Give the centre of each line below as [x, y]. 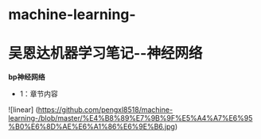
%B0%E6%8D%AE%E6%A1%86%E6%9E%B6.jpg [92, 127]
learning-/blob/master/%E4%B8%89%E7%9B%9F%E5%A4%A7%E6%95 [130, 118]
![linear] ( [23, 110]
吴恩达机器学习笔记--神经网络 [105, 54]
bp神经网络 [27, 77]
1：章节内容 [39, 94]
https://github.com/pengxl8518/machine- [105, 110]
